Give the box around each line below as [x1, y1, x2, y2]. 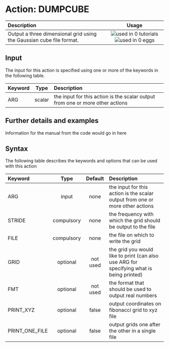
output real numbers [109, 292, 157, 299]
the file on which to [109, 232, 154, 239]
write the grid [109, 238, 141, 245]
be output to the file [109, 223, 156, 230]
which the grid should [109, 217, 160, 224]
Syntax [5, 144, 28, 153]
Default [86, 175, 104, 182]
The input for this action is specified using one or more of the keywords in [5, 67, 158, 73]
